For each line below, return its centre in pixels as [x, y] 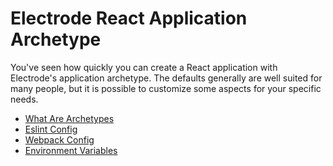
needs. [24, 99]
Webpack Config [59, 139]
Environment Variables [71, 150]
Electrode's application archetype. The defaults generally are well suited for [166, 78]
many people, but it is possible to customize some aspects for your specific [166, 88]
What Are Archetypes [69, 118]
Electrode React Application [129, 18]
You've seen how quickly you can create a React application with [144, 67]
